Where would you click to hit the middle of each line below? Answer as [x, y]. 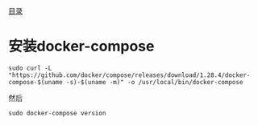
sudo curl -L [30, 68]
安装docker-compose [81, 46]
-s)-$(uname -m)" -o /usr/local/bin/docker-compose [154, 82]
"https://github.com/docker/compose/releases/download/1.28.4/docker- [129, 75]
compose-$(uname [35, 82]
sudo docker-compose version [57, 113]
